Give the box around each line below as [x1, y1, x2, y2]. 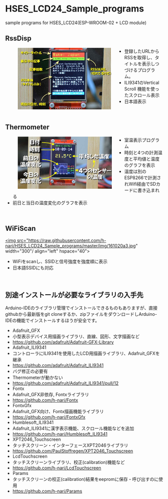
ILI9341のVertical [124, 79, 159, 85]
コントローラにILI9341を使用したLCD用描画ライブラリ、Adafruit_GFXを [12, 350, 160, 356]
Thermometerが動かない [12, 375, 63, 381]
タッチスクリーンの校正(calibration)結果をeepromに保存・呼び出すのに [12, 476, 159, 482]
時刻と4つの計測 [124, 149, 158, 156]
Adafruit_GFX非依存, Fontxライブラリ [12, 392, 89, 398]
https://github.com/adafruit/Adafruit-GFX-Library [12, 339, 114, 345]
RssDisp [5, 34, 32, 43]
